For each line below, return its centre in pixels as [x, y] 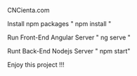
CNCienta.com [29, 10]
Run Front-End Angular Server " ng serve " [69, 37]
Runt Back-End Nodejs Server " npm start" [69, 51]
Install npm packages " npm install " [59, 24]
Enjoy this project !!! [36, 65]
